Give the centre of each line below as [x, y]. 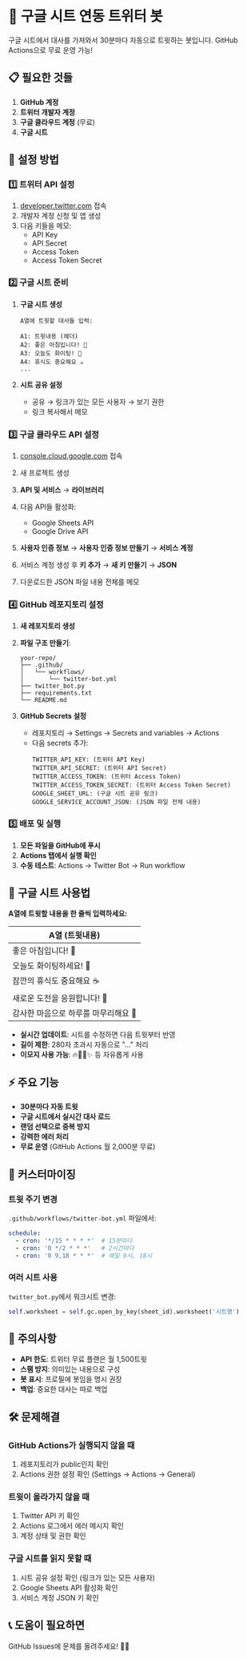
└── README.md [43, 700]
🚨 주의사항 [33, 1338]
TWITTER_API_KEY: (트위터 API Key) [88, 760]
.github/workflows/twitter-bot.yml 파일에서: [82, 1218]
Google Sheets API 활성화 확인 [69, 1587]
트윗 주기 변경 [33, 1199]
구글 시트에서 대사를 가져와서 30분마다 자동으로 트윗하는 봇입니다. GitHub [123, 40]
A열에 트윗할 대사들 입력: [56, 321]
